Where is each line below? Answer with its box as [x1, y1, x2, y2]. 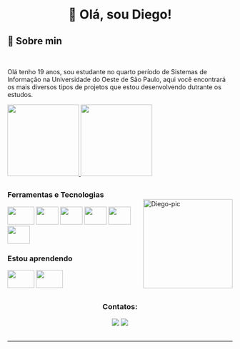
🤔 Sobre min [7, 35, 63, 47]
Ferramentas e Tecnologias [7, 190, 104, 200]
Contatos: [102, 302, 138, 312]
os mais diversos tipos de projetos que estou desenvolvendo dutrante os [7, 83, 221, 91]
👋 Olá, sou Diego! [68, 6, 172, 23]
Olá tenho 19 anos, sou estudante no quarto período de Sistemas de [7, 68, 207, 76]
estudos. [7, 91, 34, 98]
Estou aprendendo [7, 253, 73, 263]
